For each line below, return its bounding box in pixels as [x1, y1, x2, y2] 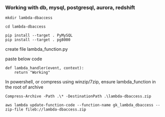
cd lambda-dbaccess [5, 24, 46, 29]
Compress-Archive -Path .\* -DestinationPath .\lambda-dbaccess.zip [5, 94, 151, 99]
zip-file [5, 107, 24, 112]
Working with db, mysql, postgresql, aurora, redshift [5, 4, 135, 11]
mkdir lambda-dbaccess [5, 16, 53, 21]
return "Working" [14, 70, 51, 75]
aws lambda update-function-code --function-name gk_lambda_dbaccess [5, 102, 154, 108]
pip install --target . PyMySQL [5, 33, 73, 38]
